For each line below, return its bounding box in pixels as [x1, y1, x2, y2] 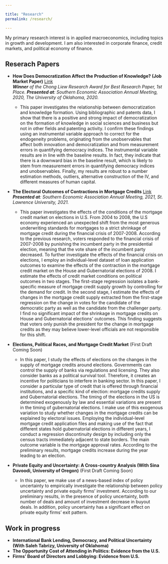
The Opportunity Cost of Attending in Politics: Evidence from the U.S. [12, 548, 160, 554]
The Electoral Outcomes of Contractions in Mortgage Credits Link [12, 189, 152, 195]
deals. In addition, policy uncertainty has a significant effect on [20, 504, 150, 510]
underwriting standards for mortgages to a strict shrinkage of [20, 225, 147, 231]
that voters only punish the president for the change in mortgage [20, 321, 154, 327]
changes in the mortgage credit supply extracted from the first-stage [20, 294, 163, 300]
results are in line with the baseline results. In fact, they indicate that [20, 152, 161, 158]
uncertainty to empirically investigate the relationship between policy [20, 483, 163, 489]
